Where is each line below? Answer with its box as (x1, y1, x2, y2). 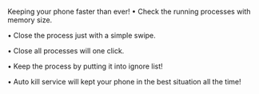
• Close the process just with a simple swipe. (7, 31, 157, 40)
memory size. (7, 15, 53, 25)
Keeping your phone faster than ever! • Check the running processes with (7, 7, 251, 16)
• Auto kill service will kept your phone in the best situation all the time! (7, 77, 241, 86)
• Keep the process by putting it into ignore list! (7, 61, 163, 71)
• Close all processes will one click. (7, 46, 125, 55)
